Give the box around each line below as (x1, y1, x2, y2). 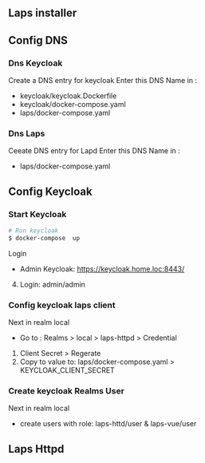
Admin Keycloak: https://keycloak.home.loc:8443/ (19, 263, 185, 274)
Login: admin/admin (19, 279, 86, 289)
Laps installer (8, 6, 77, 20)
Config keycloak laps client (8, 299, 116, 311)
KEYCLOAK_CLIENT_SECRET (19, 366, 116, 375)
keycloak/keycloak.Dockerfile (19, 91, 117, 101)
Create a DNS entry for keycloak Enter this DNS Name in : (8, 76, 198, 85)
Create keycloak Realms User (8, 386, 125, 397)
